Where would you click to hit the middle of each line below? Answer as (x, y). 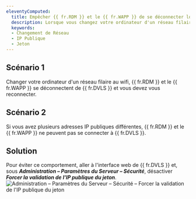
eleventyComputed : (28, 11)
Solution (22, 151)
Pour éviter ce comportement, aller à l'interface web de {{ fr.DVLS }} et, (92, 165)
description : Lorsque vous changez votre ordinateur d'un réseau (92, 22)
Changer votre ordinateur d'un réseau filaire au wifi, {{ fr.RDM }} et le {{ (92, 82)
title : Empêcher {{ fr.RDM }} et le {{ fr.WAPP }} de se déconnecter (97, 17)
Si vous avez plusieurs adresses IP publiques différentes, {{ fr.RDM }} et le (95, 127)
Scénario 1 (25, 68)
